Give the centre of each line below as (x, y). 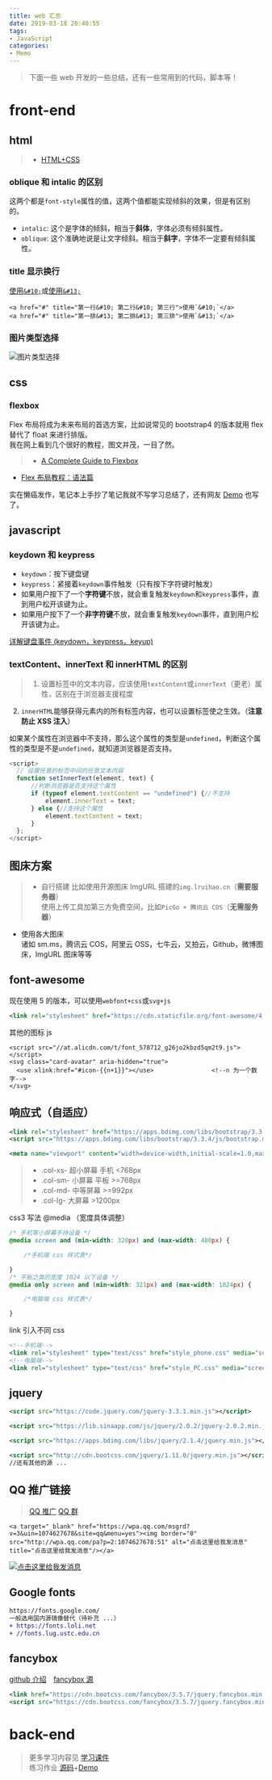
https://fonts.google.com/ (54, 1611)
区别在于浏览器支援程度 (94, 693)
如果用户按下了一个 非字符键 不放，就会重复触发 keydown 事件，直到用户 (136, 614)
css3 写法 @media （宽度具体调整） (69, 1218)
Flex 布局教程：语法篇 (57, 477)
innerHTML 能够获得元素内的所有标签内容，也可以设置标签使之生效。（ (134, 710)
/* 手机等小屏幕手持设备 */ (50, 1233)
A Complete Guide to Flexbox (90, 460)
